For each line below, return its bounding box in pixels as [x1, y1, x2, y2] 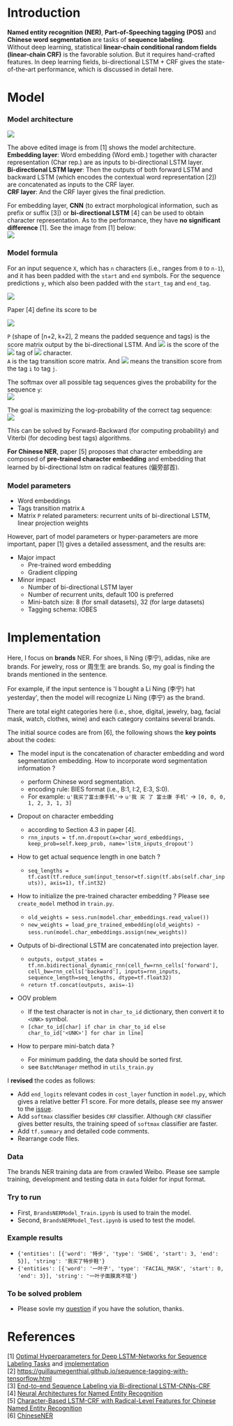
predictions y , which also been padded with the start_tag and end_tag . [7, 278, 211, 287]
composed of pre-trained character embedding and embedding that [7, 454, 206, 463]
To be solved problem [7, 1288, 82, 1298]
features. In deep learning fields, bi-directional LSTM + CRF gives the [7, 57, 206, 66]
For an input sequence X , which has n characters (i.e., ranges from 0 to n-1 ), [7, 264, 225, 272]
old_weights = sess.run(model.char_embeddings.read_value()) [27, 914, 209, 921]
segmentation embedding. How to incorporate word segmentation [17, 756, 208, 765]
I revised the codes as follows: [7, 1076, 96, 1085]
